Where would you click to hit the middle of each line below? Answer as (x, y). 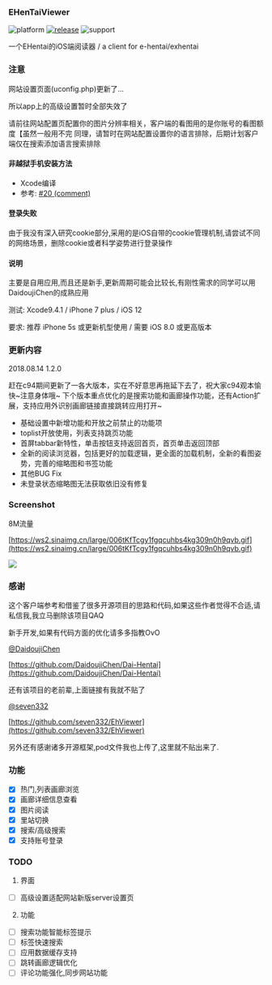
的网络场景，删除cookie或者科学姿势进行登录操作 (91, 243)
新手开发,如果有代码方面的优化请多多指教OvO (84, 633)
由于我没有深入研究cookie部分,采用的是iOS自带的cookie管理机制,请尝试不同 (134, 233)
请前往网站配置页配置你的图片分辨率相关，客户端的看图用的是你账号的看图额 (136, 123)
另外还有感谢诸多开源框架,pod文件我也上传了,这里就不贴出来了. (114, 747)
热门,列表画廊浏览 (49, 790)
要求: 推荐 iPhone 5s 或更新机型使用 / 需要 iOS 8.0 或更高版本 (110, 328)
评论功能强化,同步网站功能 (64, 973)
